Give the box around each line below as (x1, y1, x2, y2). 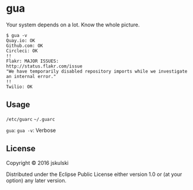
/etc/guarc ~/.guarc (6, 116, 55, 122)
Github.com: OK (6, 43, 43, 49)
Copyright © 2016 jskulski (6, 159, 69, 166)
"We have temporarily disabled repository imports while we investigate (6, 68, 188, 74)
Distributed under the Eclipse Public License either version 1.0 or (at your (6, 171, 182, 178)
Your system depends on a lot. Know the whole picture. (6, 21, 140, 28)
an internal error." (6, 73, 57, 79)
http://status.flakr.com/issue (6, 63, 83, 69)
